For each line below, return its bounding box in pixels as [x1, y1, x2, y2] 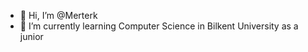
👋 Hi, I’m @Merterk [19, 10, 98, 21]
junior [19, 31, 44, 42]
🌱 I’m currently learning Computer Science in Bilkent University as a [19, 20, 299, 32]
